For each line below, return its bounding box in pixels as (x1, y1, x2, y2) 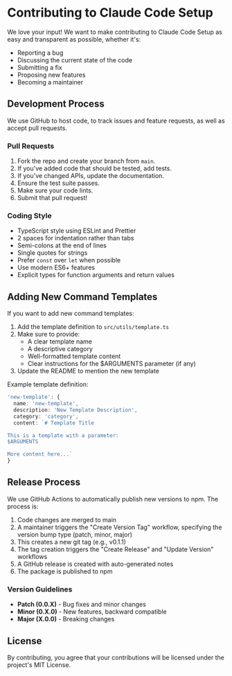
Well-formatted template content (27, 352, 121, 361)
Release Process (7, 477, 81, 488)
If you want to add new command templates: (7, 310, 134, 318)
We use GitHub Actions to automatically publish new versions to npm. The (7, 495, 219, 503)
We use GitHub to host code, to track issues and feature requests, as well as (7, 116, 225, 125)
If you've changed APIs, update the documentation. (17, 172, 165, 180)
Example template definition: (7, 380, 89, 389)
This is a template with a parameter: (7, 432, 119, 439)
